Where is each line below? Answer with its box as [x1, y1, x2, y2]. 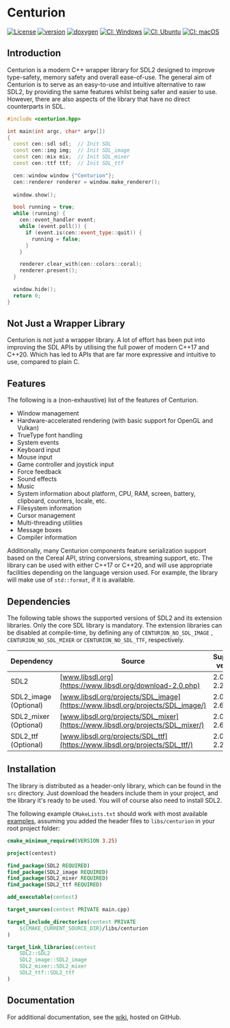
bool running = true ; [13, 204, 75, 211]
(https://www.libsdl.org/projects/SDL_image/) [60, 700, 207, 710]
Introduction [7, 47, 62, 59]
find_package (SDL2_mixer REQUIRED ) [7, 875, 109, 882]
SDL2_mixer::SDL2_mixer [19, 963, 88, 970]
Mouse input [16, 453, 53, 461]
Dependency [10, 656, 53, 666]
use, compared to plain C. [7, 358, 80, 366]
